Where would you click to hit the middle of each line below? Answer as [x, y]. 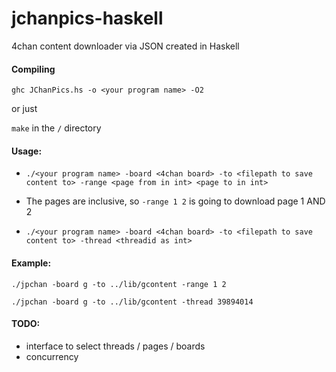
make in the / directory [56, 128]
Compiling [33, 69]
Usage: [27, 151]
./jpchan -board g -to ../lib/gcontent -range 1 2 [119, 284]
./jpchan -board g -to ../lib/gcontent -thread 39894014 [132, 302]
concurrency [52, 356]
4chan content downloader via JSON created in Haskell [125, 46]
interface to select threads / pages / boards [115, 346]
